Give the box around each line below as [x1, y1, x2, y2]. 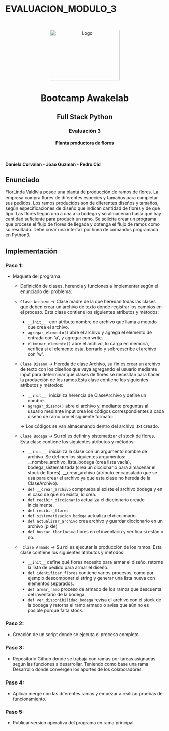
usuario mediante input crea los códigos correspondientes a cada [27, 408, 164, 414]
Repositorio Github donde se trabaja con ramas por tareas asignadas [12, 655, 156, 662]
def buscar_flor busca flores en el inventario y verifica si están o [27, 529, 164, 535]
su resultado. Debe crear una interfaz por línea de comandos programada [5, 227, 158, 233]
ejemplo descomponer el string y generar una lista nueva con [27, 575, 155, 581]
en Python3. [5, 232, 31, 238]
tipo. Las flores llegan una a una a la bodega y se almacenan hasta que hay [5, 211, 161, 217]
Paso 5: [5, 708, 24, 715]
